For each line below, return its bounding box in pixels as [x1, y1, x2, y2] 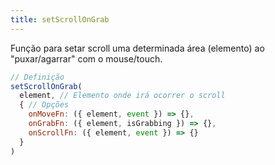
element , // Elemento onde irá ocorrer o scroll [19, 91, 226, 101]
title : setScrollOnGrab [10, 14, 110, 25]
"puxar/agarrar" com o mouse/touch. [10, 52, 163, 65]
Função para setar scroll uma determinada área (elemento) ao [10, 42, 265, 54]
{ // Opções [19, 100, 70, 110]
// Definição [10, 72, 65, 82]
